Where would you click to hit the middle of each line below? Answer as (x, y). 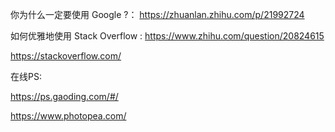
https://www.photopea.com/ (68, 116)
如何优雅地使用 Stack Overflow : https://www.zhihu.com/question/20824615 (167, 36)
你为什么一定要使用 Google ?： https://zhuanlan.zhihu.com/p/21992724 (157, 14)
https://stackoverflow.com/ (66, 56)
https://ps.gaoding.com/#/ (64, 96)
